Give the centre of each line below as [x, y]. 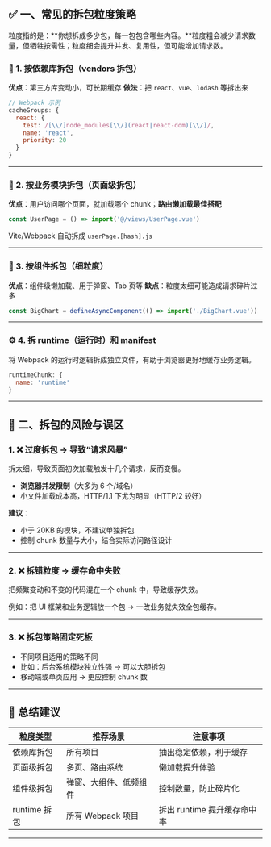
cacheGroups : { [34, 110]
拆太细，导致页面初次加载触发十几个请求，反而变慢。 [97, 469]
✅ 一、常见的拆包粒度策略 [73, 15]
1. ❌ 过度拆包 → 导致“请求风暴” [68, 449]
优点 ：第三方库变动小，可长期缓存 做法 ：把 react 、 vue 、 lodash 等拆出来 [129, 88]
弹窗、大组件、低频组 [106, 782]
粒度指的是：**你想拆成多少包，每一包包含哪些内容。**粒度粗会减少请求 [129, 35]
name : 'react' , [48, 133]
